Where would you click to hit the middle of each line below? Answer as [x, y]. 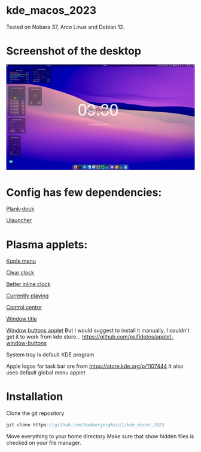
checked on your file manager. [44, 443]
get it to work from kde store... [44, 337]
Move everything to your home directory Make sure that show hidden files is [100, 436]
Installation [35, 397]
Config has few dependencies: [84, 192]
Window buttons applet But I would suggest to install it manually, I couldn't [98, 330]
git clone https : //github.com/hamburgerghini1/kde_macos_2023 [85, 425]
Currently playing [28, 296]
